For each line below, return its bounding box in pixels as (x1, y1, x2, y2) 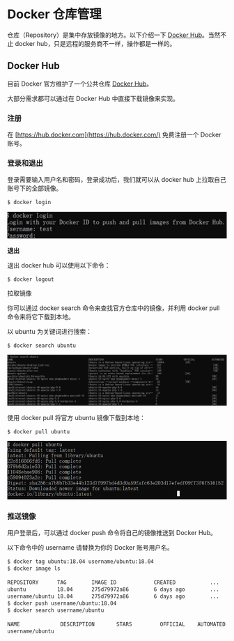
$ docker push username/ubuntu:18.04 (7, 600, 117, 607)
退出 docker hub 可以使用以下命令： (7, 261, 111, 269)
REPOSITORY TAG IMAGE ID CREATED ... (7, 579, 219, 586)
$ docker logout (7, 276, 54, 283)
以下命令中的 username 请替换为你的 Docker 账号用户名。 (7, 543, 173, 552)
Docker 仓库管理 (7, 6, 102, 22)
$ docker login (7, 199, 52, 206)
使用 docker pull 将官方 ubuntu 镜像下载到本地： (7, 414, 146, 422)
